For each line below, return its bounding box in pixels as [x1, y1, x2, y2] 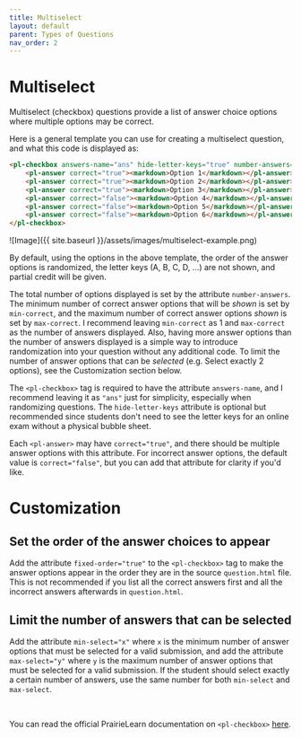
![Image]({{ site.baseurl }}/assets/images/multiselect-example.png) [9, 235, 258, 246]
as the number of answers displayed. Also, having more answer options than [9, 327, 292, 338]
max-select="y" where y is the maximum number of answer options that [9, 655, 273, 665]
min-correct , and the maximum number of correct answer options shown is [9, 308, 288, 319]
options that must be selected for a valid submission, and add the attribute [9, 646, 284, 656]
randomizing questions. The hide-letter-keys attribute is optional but [9, 401, 267, 413]
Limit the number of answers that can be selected [9, 612, 292, 628]
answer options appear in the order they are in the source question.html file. [9, 567, 292, 578]
